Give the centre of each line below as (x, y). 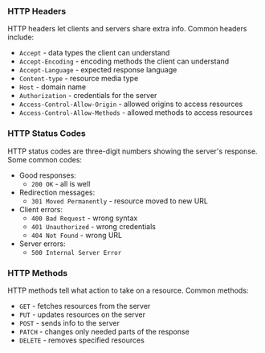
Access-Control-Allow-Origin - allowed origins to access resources (131, 104)
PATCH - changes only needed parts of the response (104, 331)
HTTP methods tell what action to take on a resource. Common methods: (128, 290)
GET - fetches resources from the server (85, 306)
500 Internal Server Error (76, 252)
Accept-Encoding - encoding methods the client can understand (124, 61)
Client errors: (41, 209)
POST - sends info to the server (69, 322)
